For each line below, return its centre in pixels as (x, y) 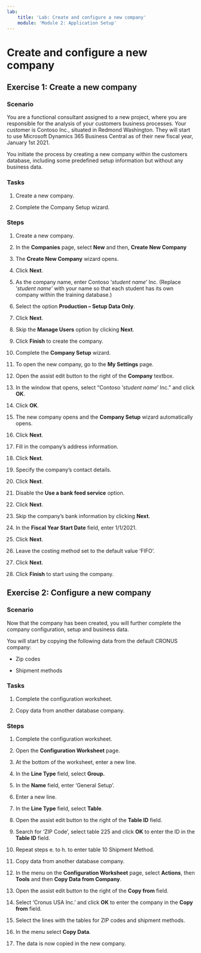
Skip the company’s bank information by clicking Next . (83, 516)
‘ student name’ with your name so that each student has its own (95, 288)
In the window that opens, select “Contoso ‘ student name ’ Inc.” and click (105, 387)
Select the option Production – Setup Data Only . (75, 306)
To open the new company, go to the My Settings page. (85, 364)
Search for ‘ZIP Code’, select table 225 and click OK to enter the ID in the (105, 832)
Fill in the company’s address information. (67, 446)
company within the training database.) (64, 294)
